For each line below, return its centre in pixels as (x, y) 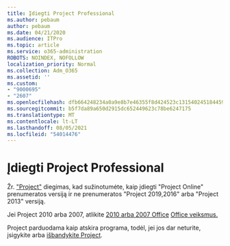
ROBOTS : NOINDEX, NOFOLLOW (46, 58)
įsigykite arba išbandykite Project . (55, 235)
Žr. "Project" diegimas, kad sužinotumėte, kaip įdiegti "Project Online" (105, 187)
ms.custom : (23, 83)
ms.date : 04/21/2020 (37, 32)
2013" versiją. (26, 202)
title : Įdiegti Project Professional (61, 13)
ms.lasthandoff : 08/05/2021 (47, 128)
